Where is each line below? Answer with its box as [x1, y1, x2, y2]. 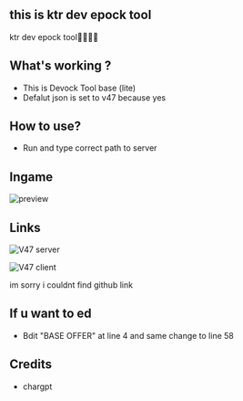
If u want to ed [9, 306, 93, 322]
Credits [9, 356, 53, 373]
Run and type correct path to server [22, 142, 157, 153]
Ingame [9, 169, 54, 185]
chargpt [22, 381, 53, 392]
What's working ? [9, 58, 112, 74]
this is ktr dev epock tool [9, 7, 152, 23]
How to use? [9, 119, 82, 134]
